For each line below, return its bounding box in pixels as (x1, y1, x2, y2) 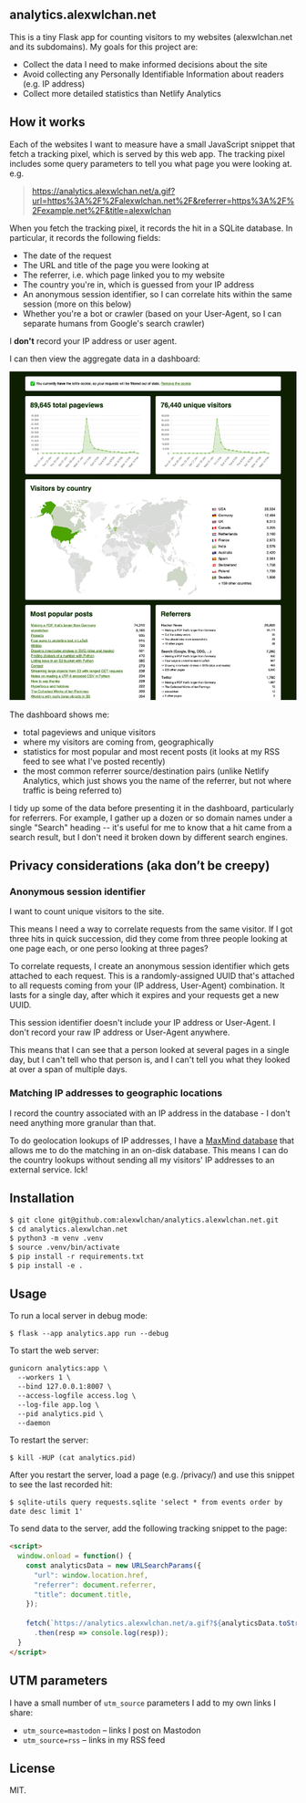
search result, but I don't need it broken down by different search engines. (9, 831, 289, 842)
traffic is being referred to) (22, 785, 123, 796)
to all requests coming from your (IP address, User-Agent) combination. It (9, 980, 285, 991)
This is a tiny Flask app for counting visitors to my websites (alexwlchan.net (9, 31, 293, 42)
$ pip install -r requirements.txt (9, 1252, 145, 1262)
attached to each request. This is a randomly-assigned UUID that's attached (9, 971, 295, 982)
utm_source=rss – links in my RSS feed (22, 1734, 166, 1746)
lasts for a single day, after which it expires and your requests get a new (9, 990, 280, 1001)
